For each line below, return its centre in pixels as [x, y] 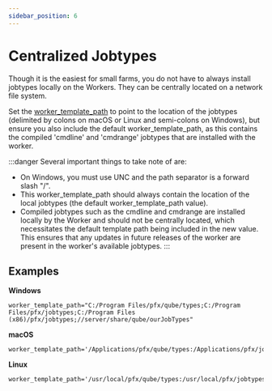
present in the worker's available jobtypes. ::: [95, 246]
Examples [34, 271]
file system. [28, 96]
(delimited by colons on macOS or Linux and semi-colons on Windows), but [134, 120]
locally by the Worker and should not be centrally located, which [127, 220]
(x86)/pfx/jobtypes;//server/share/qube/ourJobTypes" [101, 320]
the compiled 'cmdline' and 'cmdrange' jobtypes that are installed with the [132, 137]
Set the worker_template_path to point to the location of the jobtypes [123, 111]
